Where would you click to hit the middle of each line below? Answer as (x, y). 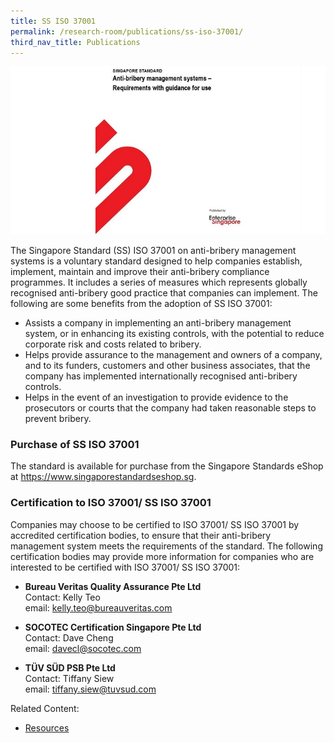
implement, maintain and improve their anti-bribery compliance (140, 272)
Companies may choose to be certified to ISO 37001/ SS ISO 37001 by (155, 524)
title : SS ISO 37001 (53, 21)
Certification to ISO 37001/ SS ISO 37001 (111, 503)
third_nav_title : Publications (75, 42)
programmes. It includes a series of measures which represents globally (159, 282)
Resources (47, 727)
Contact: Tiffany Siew (69, 678)
